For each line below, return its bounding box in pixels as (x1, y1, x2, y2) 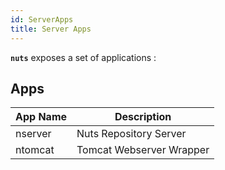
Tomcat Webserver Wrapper (76, 143, 210, 157)
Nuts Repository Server (76, 127, 187, 141)
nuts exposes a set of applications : (10, 51, 157, 63)
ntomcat (15, 143, 55, 157)
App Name (15, 110, 68, 124)
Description (114, 110, 172, 124)
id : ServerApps (10, 14, 74, 25)
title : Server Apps (10, 24, 92, 34)
